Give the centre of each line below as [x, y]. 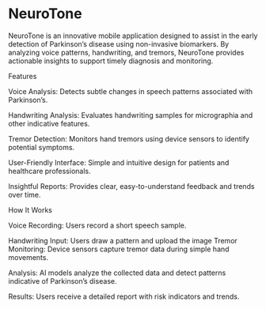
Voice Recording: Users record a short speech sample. [97, 225]
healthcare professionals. [49, 171]
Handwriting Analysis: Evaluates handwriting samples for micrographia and [131, 115]
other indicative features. [49, 123]
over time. [25, 194]
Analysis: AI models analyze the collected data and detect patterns [117, 273]
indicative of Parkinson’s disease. [63, 281]
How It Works [30, 209]
